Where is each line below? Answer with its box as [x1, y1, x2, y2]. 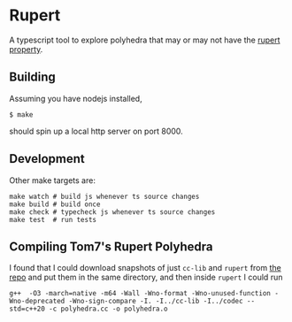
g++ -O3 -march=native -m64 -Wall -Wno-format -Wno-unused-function [9, 289, 272, 298]
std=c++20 [9, 304, 46, 314]
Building [9, 70, 56, 85]
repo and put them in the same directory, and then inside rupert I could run [9, 272, 283, 283]
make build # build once [9, 200, 101, 209]
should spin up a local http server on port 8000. [9, 126, 183, 136]
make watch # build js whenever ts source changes [9, 192, 200, 201]
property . [9, 43, 43, 54]
